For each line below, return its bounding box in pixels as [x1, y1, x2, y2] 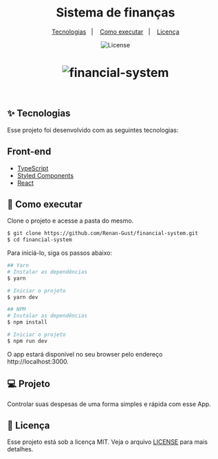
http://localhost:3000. [7, 357, 69, 366]
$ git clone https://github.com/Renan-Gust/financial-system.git [7, 230, 198, 237]
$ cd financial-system [7, 236, 72, 243]
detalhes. [7, 445, 34, 454]
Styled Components [17, 171, 74, 179]
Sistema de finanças [56, 5, 175, 21]
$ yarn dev [7, 293, 39, 300]
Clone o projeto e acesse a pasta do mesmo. [7, 216, 134, 225]
